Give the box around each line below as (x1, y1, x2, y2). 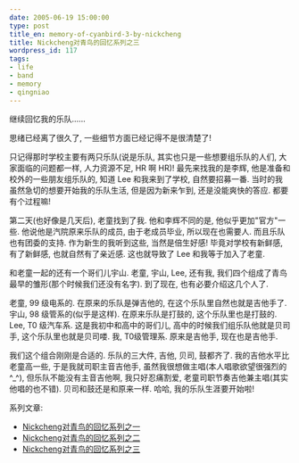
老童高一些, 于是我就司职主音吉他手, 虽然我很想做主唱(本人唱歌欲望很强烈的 (9, 360, 287, 371)
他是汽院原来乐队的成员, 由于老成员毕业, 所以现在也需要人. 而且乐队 (37, 226, 286, 236)
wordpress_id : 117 (9, 46, 78, 55)
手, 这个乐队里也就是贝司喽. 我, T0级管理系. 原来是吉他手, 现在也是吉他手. (9, 331, 278, 342)
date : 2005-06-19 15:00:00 (9, 12, 110, 22)
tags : (9, 54, 29, 63)
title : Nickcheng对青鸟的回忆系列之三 (9, 37, 140, 47)
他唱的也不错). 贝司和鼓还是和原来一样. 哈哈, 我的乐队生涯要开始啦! (9, 383, 255, 393)
